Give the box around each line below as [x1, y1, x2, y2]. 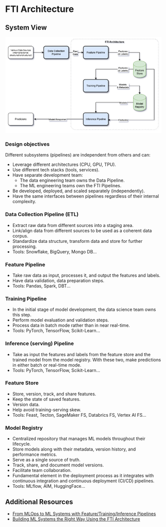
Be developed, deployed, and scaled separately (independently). [12, 188, 145, 194]
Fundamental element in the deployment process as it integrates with [12, 473, 154, 479]
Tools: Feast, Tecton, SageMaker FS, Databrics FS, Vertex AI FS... [12, 412, 147, 418]
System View [5, 23, 47, 32]
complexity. [12, 199, 36, 205]
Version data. [12, 401, 40, 407]
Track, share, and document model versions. [12, 462, 104, 468]
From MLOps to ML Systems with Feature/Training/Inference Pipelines [12, 511, 156, 517]
